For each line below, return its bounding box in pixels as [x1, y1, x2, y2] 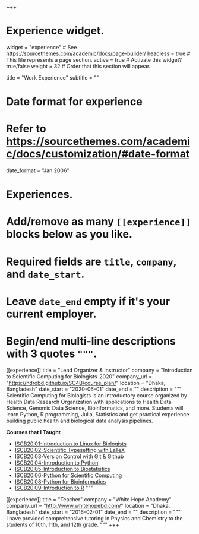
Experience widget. [6, 24, 105, 37]
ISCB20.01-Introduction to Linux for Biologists [14, 440, 127, 447]
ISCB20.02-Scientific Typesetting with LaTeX [14, 446, 125, 453]
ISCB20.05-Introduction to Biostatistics [14, 465, 111, 472]
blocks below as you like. [6, 227, 132, 241]
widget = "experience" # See [6, 43, 77, 50]
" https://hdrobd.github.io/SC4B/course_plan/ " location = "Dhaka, [6, 379, 166, 386]
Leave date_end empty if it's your [6, 295, 170, 308]
